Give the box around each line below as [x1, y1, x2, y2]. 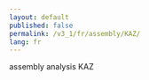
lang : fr [9, 37, 42, 47]
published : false [9, 21, 74, 30]
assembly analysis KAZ [9, 62, 95, 72]
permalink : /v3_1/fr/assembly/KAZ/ [9, 29, 141, 38]
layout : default [9, 12, 69, 22]
